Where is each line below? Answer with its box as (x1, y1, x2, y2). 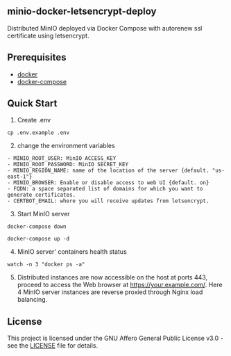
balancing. (17, 296, 48, 304)
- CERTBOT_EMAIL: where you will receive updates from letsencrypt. (7, 197, 209, 204)
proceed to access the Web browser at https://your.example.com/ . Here (17, 281, 223, 289)
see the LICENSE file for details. (7, 341, 99, 350)
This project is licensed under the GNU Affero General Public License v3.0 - (7, 334, 223, 343)
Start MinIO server (17, 210, 71, 218)
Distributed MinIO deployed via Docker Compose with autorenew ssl (7, 24, 203, 32)
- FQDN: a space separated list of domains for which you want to (7, 186, 203, 193)
